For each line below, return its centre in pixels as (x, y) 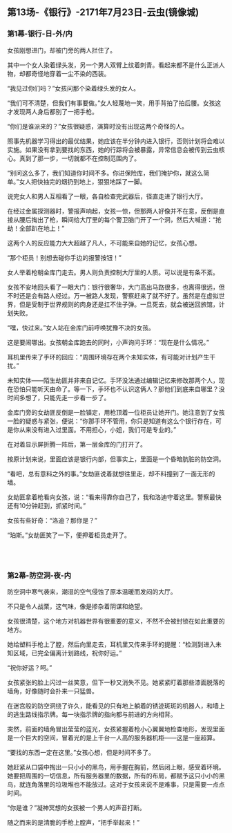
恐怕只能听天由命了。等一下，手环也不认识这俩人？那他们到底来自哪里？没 (119, 389)
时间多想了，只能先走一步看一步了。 (59, 397)
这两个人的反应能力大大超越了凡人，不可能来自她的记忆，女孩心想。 (104, 243)
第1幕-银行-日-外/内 (40, 34)
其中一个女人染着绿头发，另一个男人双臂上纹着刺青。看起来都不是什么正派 (113, 65)
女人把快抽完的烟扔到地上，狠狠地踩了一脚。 (83, 181)
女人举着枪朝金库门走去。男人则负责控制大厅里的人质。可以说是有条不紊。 (113, 272)
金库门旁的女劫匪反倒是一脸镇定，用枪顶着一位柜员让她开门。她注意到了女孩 (116, 412)
